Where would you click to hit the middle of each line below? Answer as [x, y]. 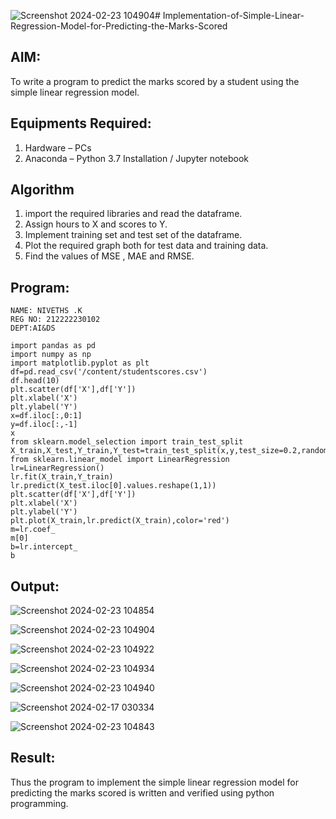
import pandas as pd [53, 346]
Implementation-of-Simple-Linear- [233, 15]
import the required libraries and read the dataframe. [133, 214]
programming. [39, 803]
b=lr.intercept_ [44, 547]
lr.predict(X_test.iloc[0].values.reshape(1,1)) [113, 486]
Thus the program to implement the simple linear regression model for [154, 782]
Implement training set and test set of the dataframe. [133, 235]
